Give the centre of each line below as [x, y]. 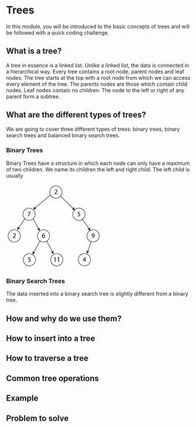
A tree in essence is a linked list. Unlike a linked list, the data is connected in [97, 65]
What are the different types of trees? [76, 115]
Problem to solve [37, 418]
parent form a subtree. [33, 96]
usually [15, 175]
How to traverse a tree [47, 358]
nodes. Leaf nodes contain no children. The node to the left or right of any [95, 90]
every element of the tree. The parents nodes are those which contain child [97, 84]
